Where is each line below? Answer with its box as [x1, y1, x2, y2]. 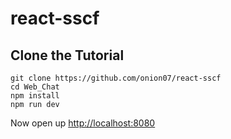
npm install [10, 91, 60, 101]
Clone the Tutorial [10, 47, 125, 64]
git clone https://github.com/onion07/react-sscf [10, 73, 222, 83]
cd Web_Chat [10, 82, 60, 92]
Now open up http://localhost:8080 [10, 117, 156, 129]
